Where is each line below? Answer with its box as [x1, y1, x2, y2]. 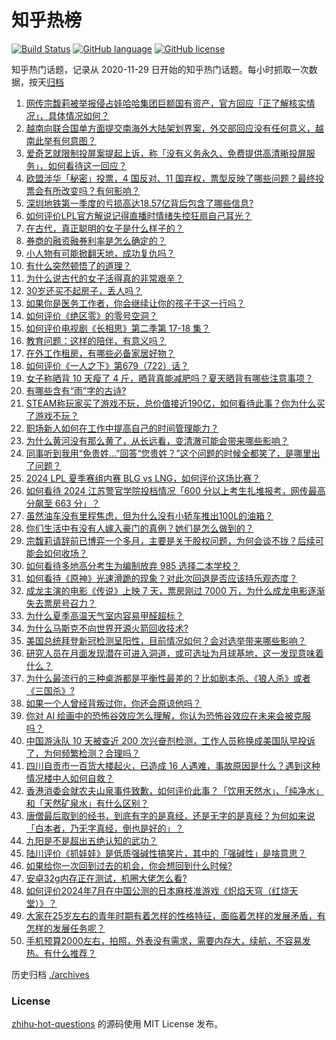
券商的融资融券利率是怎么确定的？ [25, 234, 167, 246]
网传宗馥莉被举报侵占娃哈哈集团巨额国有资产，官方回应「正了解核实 [25, 97, 307, 109]
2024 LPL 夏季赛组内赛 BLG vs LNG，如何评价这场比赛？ [25, 472, 261, 484]
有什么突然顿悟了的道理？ [25, 259, 132, 271]
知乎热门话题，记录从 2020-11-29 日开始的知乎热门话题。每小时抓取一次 [11, 63, 309, 75]
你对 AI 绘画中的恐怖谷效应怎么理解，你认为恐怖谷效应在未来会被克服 [25, 709, 312, 721]
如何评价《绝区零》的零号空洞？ [25, 309, 158, 321]
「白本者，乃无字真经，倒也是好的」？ [25, 822, 184, 834]
